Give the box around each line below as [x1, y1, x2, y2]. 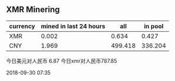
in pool [144, 22, 164, 30]
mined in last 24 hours [41, 22, 105, 30]
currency [9, 22, 35, 30]
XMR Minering [6, 5, 60, 15]
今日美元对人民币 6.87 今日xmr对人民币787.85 [6, 57, 117, 64]
